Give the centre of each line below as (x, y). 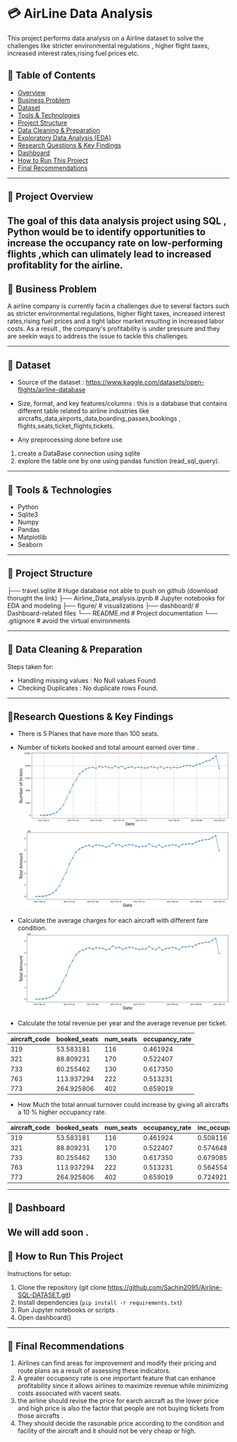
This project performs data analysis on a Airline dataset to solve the (105, 38)
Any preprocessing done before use (70, 440)
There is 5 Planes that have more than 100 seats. (88, 734)
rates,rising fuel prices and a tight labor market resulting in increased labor (116, 321)
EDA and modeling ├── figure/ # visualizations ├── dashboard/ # (103, 606)
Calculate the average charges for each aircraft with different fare (113, 921)
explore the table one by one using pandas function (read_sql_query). (119, 461)
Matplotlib (32, 537)
